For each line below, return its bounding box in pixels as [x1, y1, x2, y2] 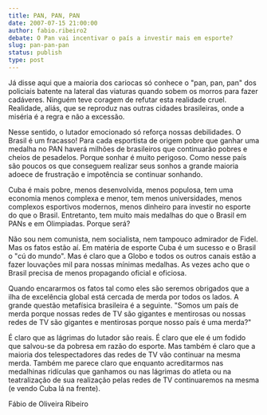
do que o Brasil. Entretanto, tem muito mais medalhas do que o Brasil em [8, 210, 247, 220]
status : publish [8, 49, 62, 57]
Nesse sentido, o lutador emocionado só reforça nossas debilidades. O [8, 127, 241, 136]
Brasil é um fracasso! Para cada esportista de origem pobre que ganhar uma [8, 135, 260, 145]
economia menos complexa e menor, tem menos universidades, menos [8, 193, 242, 203]
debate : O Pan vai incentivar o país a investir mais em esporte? [8, 33, 234, 42]
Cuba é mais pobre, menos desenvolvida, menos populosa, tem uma [8, 185, 234, 194]
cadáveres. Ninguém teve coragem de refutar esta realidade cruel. [8, 95, 227, 104]
